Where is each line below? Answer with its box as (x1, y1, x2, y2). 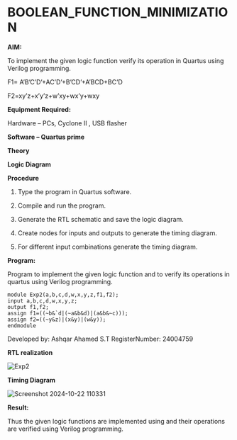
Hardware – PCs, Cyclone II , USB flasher (7, 118, 128, 128)
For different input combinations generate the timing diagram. (17, 242, 198, 251)
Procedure (7, 174, 39, 182)
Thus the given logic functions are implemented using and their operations (7, 417, 226, 425)
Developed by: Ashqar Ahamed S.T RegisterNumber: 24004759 (7, 334, 194, 343)
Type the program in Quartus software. (17, 187, 132, 196)
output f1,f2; (7, 303, 50, 310)
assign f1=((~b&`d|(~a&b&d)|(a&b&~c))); (7, 310, 129, 317)
